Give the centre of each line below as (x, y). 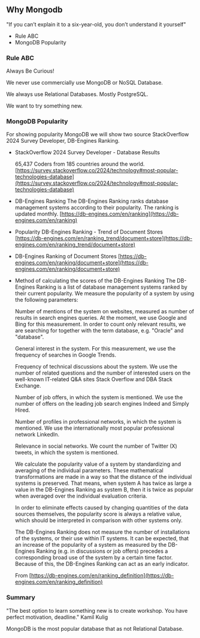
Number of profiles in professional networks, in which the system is (98, 422)
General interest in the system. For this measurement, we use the (95, 349)
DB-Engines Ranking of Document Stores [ (67, 256)
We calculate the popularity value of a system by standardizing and (98, 464)
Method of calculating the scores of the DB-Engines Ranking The (95, 281)
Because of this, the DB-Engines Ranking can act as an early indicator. (102, 564)
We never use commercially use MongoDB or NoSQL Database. (85, 83)
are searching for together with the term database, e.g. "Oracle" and (99, 331)
